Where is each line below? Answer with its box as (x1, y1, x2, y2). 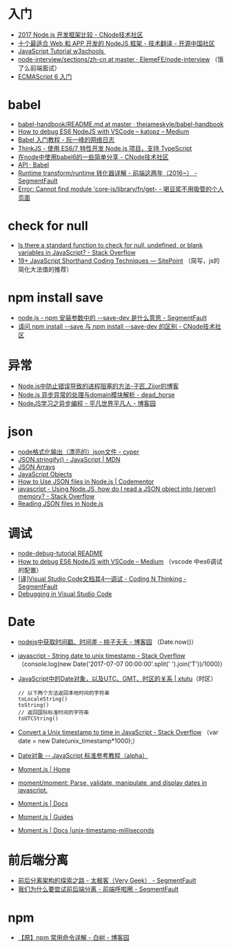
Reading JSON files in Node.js (17, 499, 104, 508)
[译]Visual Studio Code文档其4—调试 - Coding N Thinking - (17, 575, 187, 583)
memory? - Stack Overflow (17, 492, 95, 500)
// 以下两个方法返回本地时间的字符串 (17, 689, 110, 696)
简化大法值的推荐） (17, 265, 73, 273)
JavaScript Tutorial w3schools (17, 46, 104, 55)
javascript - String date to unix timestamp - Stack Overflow (17, 651, 185, 660)
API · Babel (17, 160, 50, 169)
